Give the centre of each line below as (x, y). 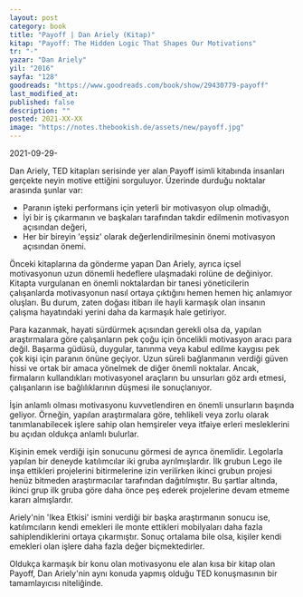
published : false (42, 102)
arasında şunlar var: (46, 190)
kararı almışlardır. (42, 499)
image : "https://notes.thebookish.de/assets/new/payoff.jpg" (127, 128)
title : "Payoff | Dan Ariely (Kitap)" (82, 34)
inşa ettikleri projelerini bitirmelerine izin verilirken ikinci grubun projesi (141, 471)
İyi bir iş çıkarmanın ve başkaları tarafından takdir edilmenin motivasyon (156, 217)
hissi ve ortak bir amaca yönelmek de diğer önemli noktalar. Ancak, (134, 368)
